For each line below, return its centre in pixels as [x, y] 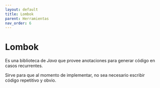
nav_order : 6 [18, 23]
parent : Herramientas [27, 18]
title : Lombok [20, 14]
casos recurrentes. [24, 66]
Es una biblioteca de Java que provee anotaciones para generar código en [80, 61]
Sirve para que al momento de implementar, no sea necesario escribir [75, 75]
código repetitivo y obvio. [31, 80]
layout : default [21, 9]
